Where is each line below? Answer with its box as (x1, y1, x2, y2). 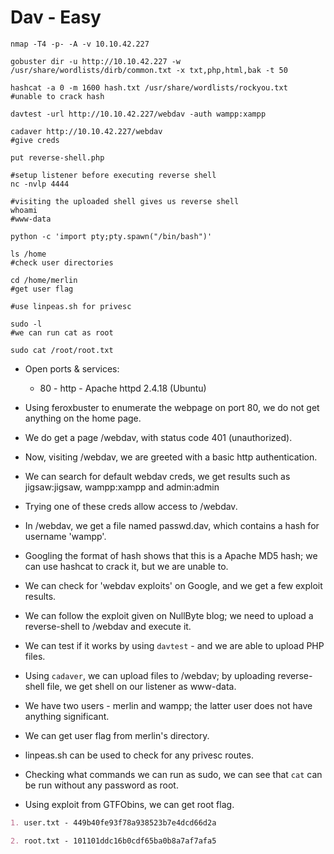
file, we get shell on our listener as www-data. (46, 680, 237, 692)
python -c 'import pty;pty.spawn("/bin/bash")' (10, 231, 213, 241)
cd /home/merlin (10, 275, 78, 285)
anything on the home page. (24, 412, 142, 424)
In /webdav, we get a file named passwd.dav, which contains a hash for (24, 519, 320, 531)
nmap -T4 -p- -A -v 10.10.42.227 (10, 39, 150, 49)
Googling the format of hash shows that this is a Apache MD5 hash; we (24, 549, 318, 561)
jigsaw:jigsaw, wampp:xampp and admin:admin (24, 481, 220, 493)
